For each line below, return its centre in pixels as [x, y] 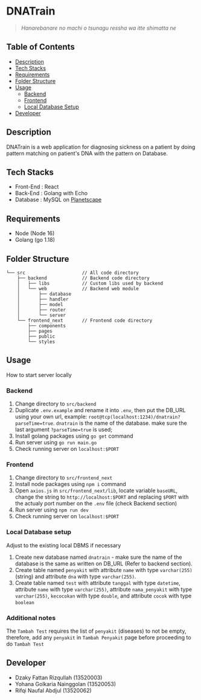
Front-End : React [37, 187]
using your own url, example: [51, 417]
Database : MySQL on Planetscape [58, 200]
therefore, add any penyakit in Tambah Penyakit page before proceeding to [99, 637]
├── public [42, 336]
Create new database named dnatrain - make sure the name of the [98, 557]
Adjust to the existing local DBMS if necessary [64, 545]
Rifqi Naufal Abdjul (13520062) [53, 690]
